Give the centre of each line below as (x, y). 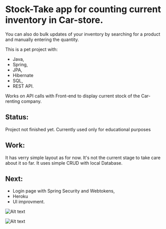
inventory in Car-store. (54, 20)
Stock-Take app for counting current (83, 9)
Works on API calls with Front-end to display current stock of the (73, 96)
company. (31, 101)
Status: (17, 117)
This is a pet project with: (32, 49)
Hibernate (23, 75)
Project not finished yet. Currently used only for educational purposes (78, 129)
